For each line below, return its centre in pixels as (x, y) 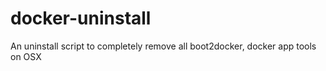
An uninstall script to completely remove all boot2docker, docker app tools (163, 46)
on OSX (26, 56)
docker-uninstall (81, 18)
